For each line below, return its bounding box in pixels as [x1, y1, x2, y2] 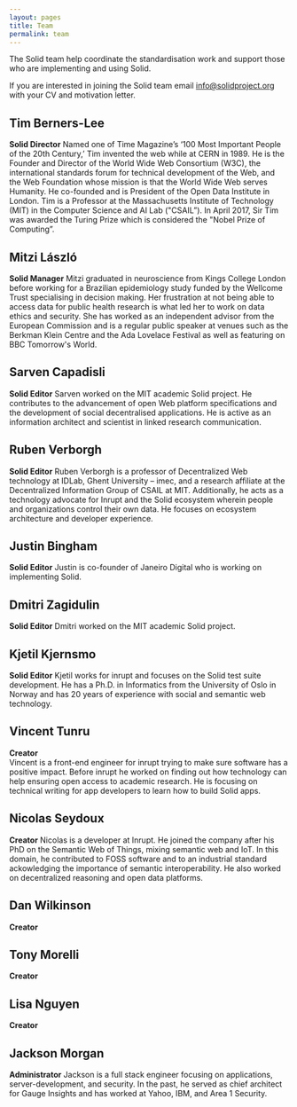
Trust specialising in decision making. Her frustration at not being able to [9, 292, 275, 302]
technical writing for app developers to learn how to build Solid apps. [9, 785, 262, 796]
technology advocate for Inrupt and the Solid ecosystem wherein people [9, 494, 274, 505]
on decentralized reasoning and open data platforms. [9, 872, 204, 883]
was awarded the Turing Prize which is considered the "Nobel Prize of [9, 215, 266, 225]
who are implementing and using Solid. [9, 63, 152, 74]
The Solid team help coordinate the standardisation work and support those [9, 54, 285, 65]
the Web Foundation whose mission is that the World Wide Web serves [9, 177, 269, 187]
